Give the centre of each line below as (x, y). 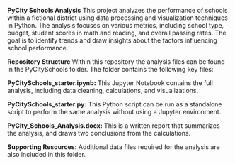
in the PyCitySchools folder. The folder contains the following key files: (110, 69)
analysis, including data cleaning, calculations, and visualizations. (103, 91)
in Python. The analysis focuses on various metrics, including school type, (116, 25)
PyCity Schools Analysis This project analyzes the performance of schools (117, 10)
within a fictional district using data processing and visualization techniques (117, 18)
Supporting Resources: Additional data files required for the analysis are (114, 147)
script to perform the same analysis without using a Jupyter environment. (114, 112)
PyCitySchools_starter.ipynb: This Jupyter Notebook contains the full (110, 83)
